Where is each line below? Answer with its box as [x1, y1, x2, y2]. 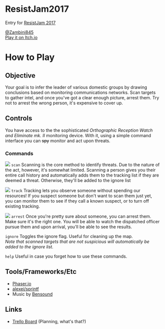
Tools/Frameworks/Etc [5, 268, 77, 276]
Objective [5, 71, 36, 80]
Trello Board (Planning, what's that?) [12, 318, 86, 324]
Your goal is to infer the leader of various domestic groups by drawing [5, 84, 147, 90]
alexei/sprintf [12, 286, 39, 292]
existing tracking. [5, 203, 40, 209]
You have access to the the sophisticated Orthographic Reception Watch [5, 127, 153, 133]
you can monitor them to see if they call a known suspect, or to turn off [5, 198, 149, 204]
